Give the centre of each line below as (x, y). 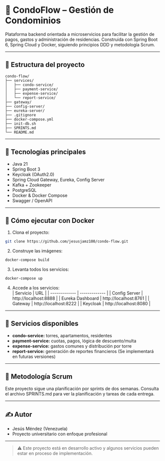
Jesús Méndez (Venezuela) (40, 429)
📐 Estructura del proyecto (45, 65)
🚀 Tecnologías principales (45, 152)
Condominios (33, 20)
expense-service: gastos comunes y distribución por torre (72, 346)
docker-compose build (27, 260)
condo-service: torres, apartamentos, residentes (62, 335)
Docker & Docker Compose (40, 195)
